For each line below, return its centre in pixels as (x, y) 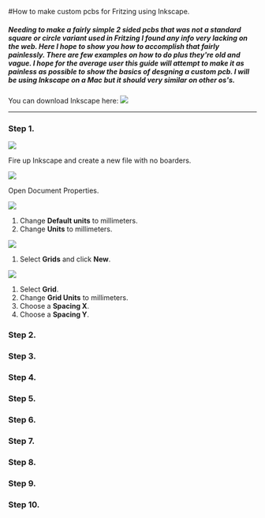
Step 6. (22, 419)
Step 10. (24, 505)
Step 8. (22, 462)
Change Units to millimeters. (66, 229)
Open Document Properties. (54, 191)
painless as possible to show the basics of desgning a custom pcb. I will (129, 71)
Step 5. (22, 398)
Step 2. (22, 335)
